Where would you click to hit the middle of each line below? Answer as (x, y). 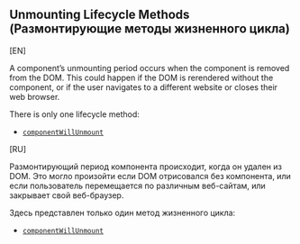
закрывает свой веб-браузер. (67, 195)
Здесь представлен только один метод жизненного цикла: (123, 212)
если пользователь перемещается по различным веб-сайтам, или (137, 185)
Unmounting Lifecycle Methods (100, 15)
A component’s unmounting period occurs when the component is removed (150, 68)
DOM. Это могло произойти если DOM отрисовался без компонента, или (150, 176)
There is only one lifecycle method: (74, 114)
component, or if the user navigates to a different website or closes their (143, 87)
